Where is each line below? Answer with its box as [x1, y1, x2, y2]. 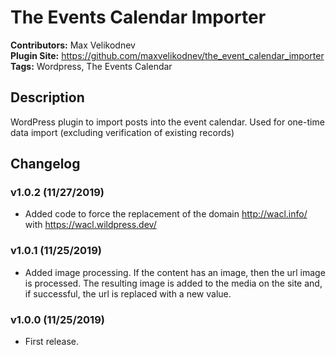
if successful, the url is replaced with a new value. [24, 287, 232, 300]
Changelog [10, 156, 81, 173]
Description [10, 89, 85, 106]
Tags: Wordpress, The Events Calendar [10, 60, 173, 72]
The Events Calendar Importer [10, 6, 267, 29]
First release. [24, 336, 79, 348]
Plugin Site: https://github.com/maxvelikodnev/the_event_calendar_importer [10, 49, 325, 61]
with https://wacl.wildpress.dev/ [24, 219, 157, 231]
